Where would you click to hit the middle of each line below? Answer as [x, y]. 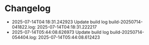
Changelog [28, 8]
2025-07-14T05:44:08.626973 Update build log [60, 32]
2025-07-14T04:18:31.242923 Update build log [60, 22]
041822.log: [24, 27]
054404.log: [24, 37]
